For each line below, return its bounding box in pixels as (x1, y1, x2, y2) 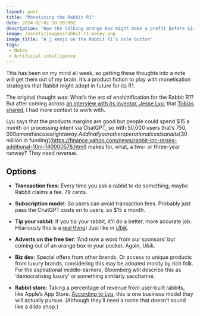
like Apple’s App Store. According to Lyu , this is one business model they (14, 290, 193, 298)
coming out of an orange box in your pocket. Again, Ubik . (14, 242, 156, 249)
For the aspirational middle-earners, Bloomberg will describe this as (14, 266, 182, 274)
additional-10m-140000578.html (6, 143, 85, 150)
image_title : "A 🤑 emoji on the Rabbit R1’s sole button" (6, 36, 153, 42)
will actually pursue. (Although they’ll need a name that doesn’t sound (14, 297, 186, 304)
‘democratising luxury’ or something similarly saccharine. (14, 273, 155, 280)
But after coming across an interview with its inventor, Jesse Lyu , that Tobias (6, 99, 194, 107)
